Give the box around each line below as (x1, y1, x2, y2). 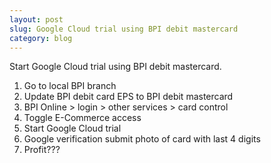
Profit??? (23, 144, 61, 156)
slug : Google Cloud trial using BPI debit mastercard (9, 24, 239, 34)
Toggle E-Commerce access (23, 112, 142, 124)
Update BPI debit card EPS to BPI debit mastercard (23, 91, 234, 103)
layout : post (9, 14, 64, 25)
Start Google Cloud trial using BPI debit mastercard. (9, 61, 222, 73)
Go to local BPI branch (23, 80, 117, 92)
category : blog (9, 33, 73, 43)
